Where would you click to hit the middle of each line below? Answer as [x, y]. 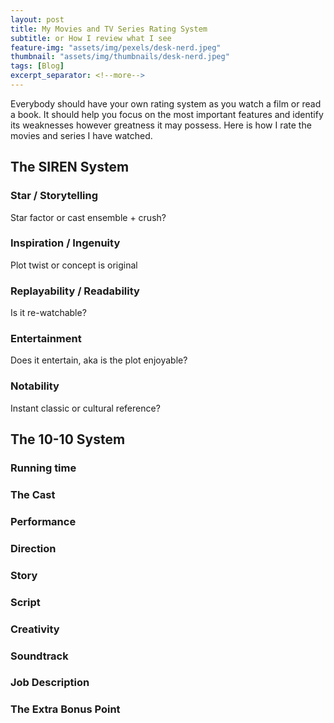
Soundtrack [39, 656]
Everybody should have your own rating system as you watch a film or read [166, 103]
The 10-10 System [68, 439]
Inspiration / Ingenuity [65, 243]
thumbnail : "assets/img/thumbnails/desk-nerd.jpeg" [120, 57]
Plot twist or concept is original [74, 265]
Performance [43, 521]
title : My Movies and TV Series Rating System [109, 29]
